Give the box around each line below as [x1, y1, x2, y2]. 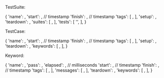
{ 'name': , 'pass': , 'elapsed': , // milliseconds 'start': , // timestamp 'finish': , [5, 62, 160, 68]
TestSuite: [5, 4, 26, 10]
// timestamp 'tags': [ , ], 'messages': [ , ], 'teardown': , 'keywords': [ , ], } [5, 67, 153, 73]
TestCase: [5, 28, 26, 34]
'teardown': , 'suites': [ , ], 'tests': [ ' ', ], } [5, 19, 87, 25]
